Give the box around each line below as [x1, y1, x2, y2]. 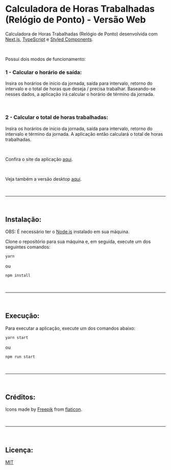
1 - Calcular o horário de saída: [5, 68, 82, 76]
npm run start [5, 354, 36, 359]
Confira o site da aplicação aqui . [5, 156, 73, 162]
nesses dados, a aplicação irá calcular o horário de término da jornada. [5, 91, 154, 97]
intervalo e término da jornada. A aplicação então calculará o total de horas [5, 131, 163, 137]
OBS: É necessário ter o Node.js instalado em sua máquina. [5, 229, 130, 235]
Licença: [5, 446, 34, 454]
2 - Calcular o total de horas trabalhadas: [5, 114, 108, 121]
